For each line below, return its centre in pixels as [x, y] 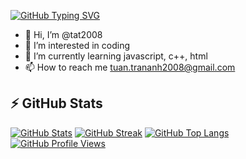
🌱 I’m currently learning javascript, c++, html [116, 56]
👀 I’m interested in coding [77, 45]
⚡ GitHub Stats [56, 103]
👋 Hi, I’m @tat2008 [63, 34]
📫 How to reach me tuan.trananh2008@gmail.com [130, 67]
